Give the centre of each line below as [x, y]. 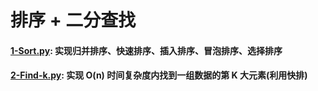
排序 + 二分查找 [73, 20]
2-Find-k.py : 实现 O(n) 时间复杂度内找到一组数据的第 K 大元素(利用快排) [159, 75]
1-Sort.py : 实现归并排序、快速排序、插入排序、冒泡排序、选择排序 [146, 50]
